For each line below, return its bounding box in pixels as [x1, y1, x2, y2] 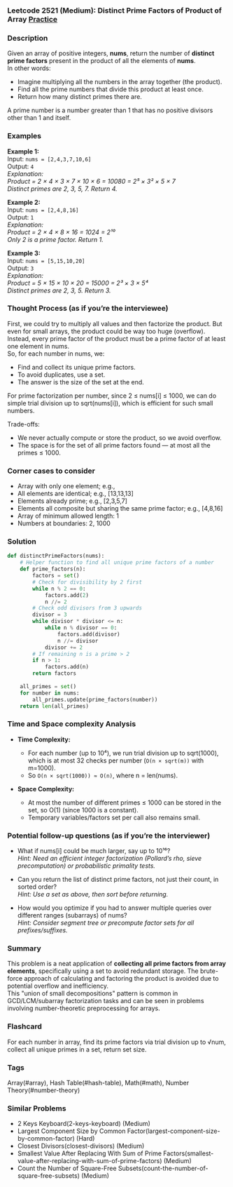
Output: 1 [7, 213, 34, 221]
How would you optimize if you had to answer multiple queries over [17, 904, 212, 912]
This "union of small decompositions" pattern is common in [7, 989, 178, 998]
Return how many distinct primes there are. [17, 93, 142, 101]
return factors [32, 670, 77, 677]
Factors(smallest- [163, 1149, 214, 1158]
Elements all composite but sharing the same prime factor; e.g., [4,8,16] [17, 504, 223, 513]
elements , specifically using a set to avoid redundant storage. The [7, 967, 199, 975]
